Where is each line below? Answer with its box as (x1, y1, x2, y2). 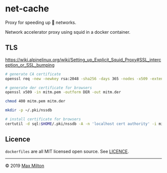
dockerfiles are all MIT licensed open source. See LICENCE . (5, 148, 129, 154)
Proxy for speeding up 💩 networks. (5, 19, 77, 25)
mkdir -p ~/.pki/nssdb (5, 108, 52, 113)
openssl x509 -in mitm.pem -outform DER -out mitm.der (5, 90, 121, 95)
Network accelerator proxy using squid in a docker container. (5, 29, 131, 35)
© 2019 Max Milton (5, 163, 45, 169)
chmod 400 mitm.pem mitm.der (5, 99, 66, 104)
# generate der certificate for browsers (5, 85, 92, 90)
